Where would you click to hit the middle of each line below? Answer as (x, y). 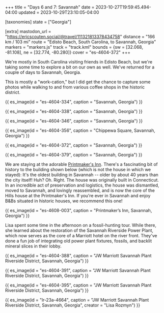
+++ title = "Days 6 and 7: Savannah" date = (50, 7)
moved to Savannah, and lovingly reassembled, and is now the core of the (80, 190)
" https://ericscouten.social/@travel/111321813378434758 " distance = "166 (80, 37)
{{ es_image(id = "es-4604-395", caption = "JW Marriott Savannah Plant (78, 285)
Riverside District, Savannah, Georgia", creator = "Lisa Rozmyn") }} (73, 305)
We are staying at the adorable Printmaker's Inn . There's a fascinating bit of (82, 164)
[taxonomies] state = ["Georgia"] (38, 22)
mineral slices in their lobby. (33, 246)
